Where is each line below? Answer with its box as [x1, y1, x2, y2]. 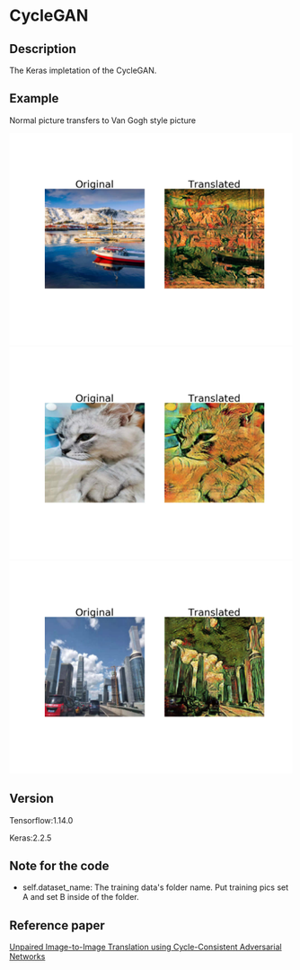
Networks [9, 951, 46, 962]
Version [9, 791, 54, 806]
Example [9, 91, 59, 106]
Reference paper [9, 918, 105, 933]
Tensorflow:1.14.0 [9, 814, 74, 825]
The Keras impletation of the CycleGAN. [9, 65, 157, 76]
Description [9, 41, 76, 57]
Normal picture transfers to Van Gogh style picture [9, 114, 196, 126]
